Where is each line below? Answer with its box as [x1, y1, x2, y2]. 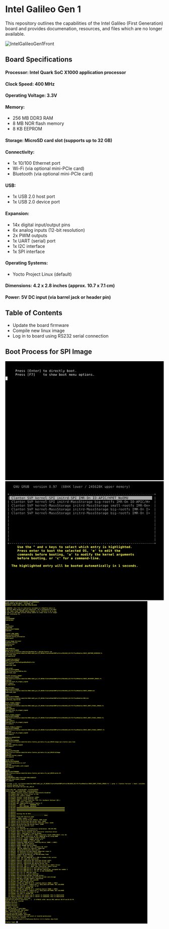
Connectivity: [5, 149, 35, 155]
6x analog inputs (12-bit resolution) [12, 227, 86, 233]
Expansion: [5, 210, 30, 216]
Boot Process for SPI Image [5, 348, 92, 356]
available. [5, 31, 25, 37]
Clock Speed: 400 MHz [5, 81, 55, 87]
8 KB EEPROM [12, 126, 43, 132]
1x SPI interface [12, 248, 45, 254]
